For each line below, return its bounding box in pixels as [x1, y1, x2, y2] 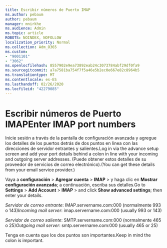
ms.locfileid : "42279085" [5, 86, 59, 91]
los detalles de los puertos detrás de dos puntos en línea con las [5, 140, 138, 146]
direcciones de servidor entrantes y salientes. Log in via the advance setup [5, 145, 159, 151]
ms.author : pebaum [5, 12, 43, 17]
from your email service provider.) [5, 167, 75, 173]
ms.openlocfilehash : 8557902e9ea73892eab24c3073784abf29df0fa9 [5, 63, 140, 68]
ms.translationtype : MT [5, 72, 55, 77]
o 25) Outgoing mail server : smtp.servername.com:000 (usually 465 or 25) [5, 222, 158, 228]
